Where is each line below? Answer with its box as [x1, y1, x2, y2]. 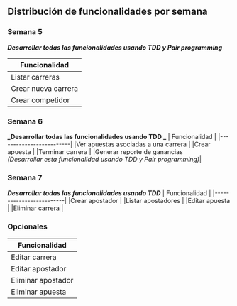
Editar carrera [11, 252, 57, 262]
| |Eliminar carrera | [7, 204, 64, 212]
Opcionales [7, 222, 48, 231]
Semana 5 [7, 27, 43, 37]
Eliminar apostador [11, 275, 74, 285]
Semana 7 [7, 173, 43, 182]
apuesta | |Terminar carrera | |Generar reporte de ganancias [7, 147, 183, 155]
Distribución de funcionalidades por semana [7, 6, 208, 18]
